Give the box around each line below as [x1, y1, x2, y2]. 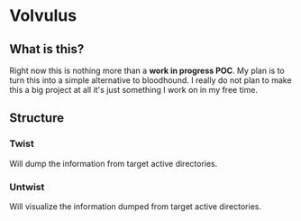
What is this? [9, 41, 85, 57]
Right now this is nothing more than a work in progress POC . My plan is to [9, 65, 286, 76]
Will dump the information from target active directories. [9, 158, 218, 169]
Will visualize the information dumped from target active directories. [9, 200, 261, 212]
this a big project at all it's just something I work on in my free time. [9, 85, 259, 95]
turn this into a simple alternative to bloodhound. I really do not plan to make [9, 75, 292, 86]
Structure [9, 110, 65, 126]
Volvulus [9, 5, 78, 26]
